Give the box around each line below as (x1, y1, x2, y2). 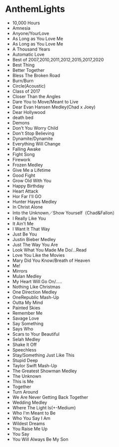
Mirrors (12, 268, 28, 274)
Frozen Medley (12, 162, 43, 168)
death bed (12, 114, 34, 120)
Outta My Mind (12, 299, 43, 305)
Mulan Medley (12, 273, 42, 279)
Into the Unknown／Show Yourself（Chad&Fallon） (12, 209, 118, 216)
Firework (12, 156, 31, 162)
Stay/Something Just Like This (12, 352, 75, 358)
